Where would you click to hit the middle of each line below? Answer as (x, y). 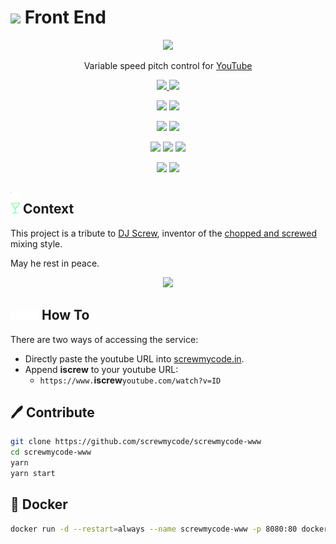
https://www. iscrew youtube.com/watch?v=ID (130, 380)
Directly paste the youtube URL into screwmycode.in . (134, 358)
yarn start (33, 474)
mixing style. (36, 243)
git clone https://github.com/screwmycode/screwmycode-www (136, 442)
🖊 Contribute (52, 412)
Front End (65, 17)
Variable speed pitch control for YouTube (168, 65)
